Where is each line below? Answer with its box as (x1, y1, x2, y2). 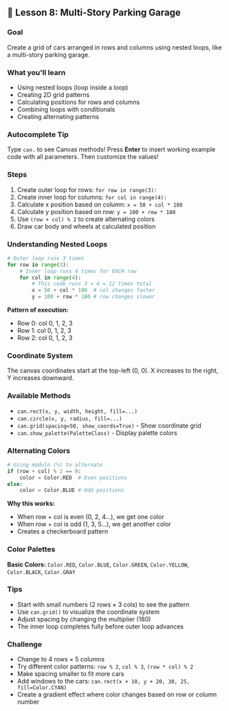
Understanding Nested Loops (7, 239, 108, 248)
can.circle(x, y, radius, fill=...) (17, 415, 122, 422)
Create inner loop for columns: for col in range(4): (17, 193, 167, 201)
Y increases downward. (7, 374, 74, 382)
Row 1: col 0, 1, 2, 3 (17, 326, 72, 335)
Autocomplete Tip (7, 129, 69, 139)
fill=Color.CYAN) (17, 684, 67, 692)
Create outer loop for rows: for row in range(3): (17, 185, 157, 193)
